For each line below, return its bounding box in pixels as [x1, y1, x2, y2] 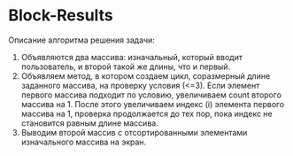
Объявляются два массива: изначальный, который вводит [20, 51, 243, 62]
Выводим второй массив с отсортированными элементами [20, 127, 248, 137]
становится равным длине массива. [20, 117, 158, 129]
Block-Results [8, 5, 114, 26]
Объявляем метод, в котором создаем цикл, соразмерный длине [20, 70, 271, 81]
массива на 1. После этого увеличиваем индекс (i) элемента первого [20, 98, 285, 109]
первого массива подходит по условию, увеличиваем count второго [20, 90, 282, 100]
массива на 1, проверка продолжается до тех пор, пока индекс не [20, 108, 273, 119]
